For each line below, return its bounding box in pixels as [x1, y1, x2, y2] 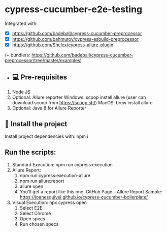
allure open [19, 183, 44, 189]
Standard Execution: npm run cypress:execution [12, 161, 113, 167]
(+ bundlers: [5, 52, 31, 58]
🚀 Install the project [5, 120, 68, 128]
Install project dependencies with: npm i [5, 133, 88, 139]
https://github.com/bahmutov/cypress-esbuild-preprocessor [12, 36, 139, 42]
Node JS [12, 89, 31, 95]
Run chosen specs [19, 221, 59, 227]
